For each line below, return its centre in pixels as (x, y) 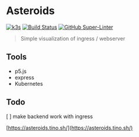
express (24, 77)
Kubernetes (29, 83)
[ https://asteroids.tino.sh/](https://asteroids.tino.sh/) (69, 128)
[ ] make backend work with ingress (49, 116)
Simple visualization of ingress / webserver (73, 38)
